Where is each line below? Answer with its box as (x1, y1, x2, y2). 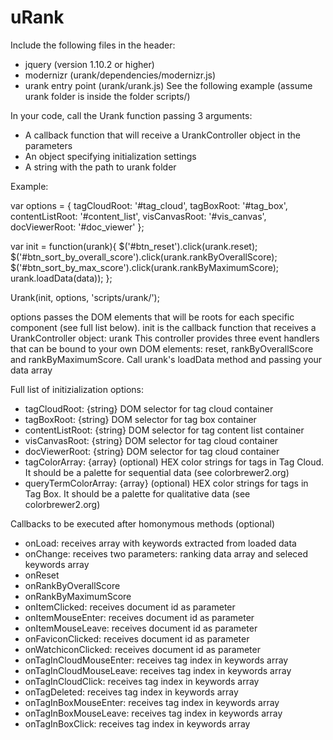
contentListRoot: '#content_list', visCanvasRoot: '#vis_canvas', (10, 210, 267, 222)
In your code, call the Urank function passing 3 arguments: (10, 109, 253, 121)
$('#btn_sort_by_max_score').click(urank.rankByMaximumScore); (10, 261, 280, 273)
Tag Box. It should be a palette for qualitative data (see (24, 487, 251, 500)
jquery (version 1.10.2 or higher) (24, 58, 155, 70)
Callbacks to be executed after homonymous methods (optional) (10, 517, 276, 530)
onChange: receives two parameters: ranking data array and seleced (24, 547, 309, 560)
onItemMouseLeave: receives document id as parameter (24, 622, 258, 634)
